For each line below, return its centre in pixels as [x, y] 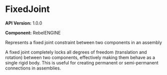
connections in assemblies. [33, 68]
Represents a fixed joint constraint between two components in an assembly [83, 42]
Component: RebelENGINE [33, 32]
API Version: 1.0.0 [24, 23]
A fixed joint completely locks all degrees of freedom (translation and [76, 52]
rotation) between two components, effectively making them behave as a [80, 57]
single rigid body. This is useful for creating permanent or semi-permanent [82, 62]
